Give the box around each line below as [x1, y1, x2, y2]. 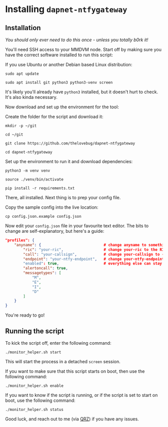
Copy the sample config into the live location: [5, 204, 98, 210]
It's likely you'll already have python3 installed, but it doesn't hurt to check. [5, 89, 158, 95]
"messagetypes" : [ [23, 270, 61, 275]
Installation [5, 24, 41, 32]
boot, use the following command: [5, 397, 76, 403]
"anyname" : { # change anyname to [14, 242, 146, 247]
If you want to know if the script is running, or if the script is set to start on [5, 392, 158, 398]
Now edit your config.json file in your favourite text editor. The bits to [5, 223, 149, 229]
